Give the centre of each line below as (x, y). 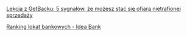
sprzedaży (19, 15)
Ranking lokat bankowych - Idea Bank (54, 27)
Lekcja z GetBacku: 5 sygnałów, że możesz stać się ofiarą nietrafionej (94, 9)
